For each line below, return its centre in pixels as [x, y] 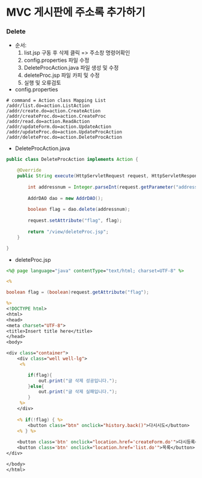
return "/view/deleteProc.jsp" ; [69, 232]
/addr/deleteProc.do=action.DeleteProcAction [64, 138]
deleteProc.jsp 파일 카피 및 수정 [62, 75]
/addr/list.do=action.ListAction [48, 106]
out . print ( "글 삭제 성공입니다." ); [78, 381]
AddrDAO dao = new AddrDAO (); [66, 198]
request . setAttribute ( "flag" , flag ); [75, 221]
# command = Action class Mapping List [56, 101]
